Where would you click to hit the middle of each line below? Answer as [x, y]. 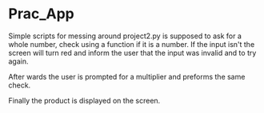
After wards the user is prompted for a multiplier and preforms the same [127, 76]
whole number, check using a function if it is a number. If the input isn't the [132, 44]
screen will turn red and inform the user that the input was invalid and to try [132, 53]
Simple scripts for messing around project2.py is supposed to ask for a [125, 36]
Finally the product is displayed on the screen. [84, 100]
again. [19, 61]
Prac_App [41, 14]
